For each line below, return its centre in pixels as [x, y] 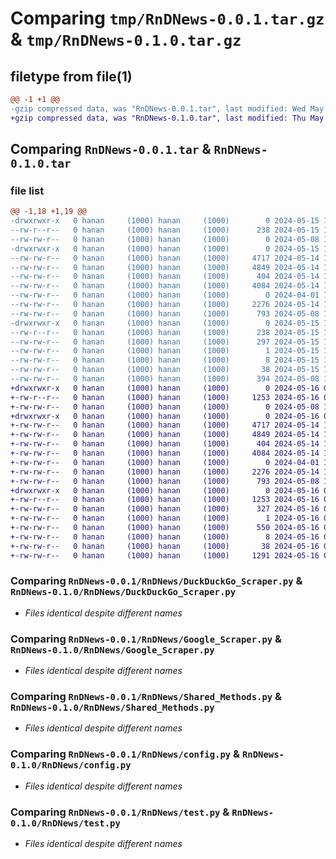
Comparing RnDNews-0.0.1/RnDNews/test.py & [120, 812]
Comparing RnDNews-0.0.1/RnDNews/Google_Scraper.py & [146, 639]
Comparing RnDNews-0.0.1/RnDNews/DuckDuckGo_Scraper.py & [156, 581]
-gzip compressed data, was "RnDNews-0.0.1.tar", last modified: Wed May [167, 108]
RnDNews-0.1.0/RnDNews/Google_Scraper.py [112, 650]
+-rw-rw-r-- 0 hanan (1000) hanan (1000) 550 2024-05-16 [165, 528]
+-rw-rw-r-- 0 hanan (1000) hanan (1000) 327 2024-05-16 [165, 509]
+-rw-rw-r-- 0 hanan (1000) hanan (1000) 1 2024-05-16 [165, 518]
